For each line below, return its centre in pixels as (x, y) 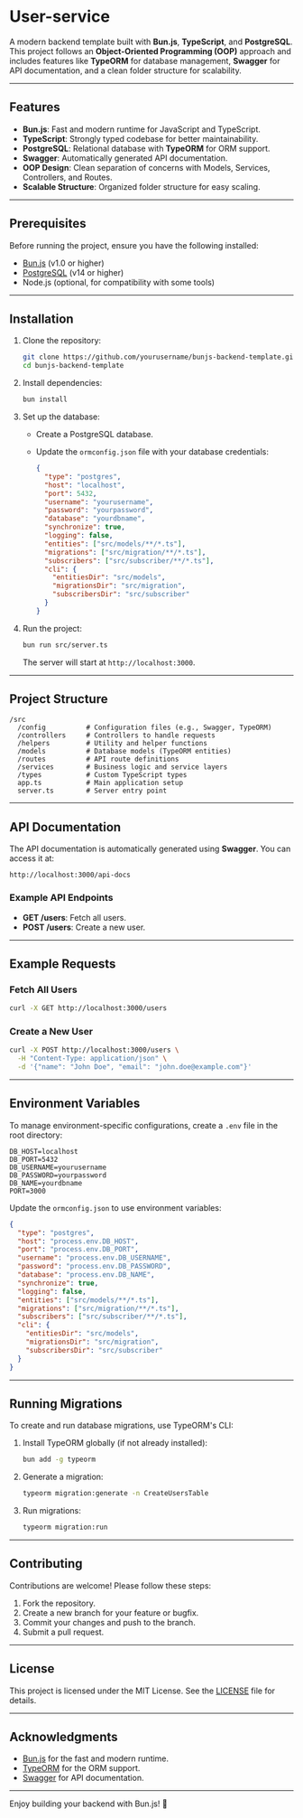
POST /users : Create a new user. (84, 927)
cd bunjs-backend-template (73, 366)
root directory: (36, 1135)
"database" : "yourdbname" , (95, 519)
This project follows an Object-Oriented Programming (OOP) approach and (150, 51)
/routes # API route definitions (98, 759)
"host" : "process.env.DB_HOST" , (78, 1241)
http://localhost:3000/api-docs (70, 875)
